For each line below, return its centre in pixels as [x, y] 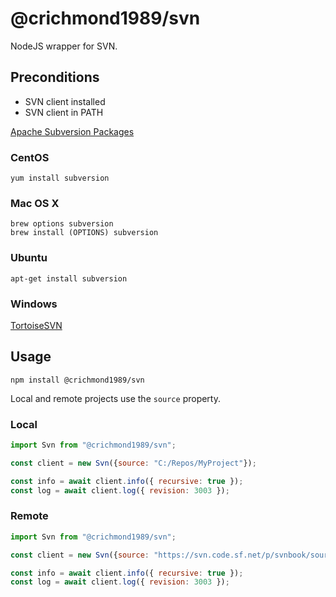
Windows [34, 304]
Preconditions [55, 77]
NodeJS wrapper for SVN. [64, 46]
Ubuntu [29, 258]
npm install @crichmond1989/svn [77, 380]
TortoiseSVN [36, 325]
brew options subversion [62, 224]
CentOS [30, 157]
